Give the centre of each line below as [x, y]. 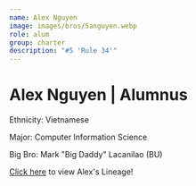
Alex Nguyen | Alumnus [99, 95]
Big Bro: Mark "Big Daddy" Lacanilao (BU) [86, 155]
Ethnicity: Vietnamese [49, 120]
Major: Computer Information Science [78, 137]
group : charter [37, 42]
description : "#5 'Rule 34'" [63, 51]
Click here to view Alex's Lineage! [71, 172]
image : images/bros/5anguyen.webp [73, 26]
